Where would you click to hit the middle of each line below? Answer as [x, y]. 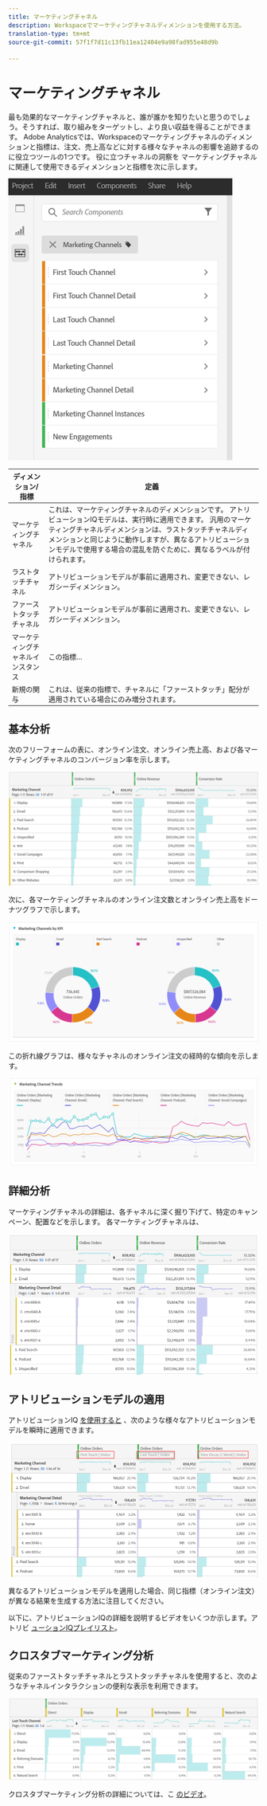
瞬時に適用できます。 [64, 1430]
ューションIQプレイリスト [73, 1628]
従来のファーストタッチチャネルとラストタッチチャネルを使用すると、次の [130, 1676]
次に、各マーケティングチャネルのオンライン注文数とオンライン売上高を [126, 900]
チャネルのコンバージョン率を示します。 [108, 760]
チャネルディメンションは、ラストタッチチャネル [155, 529]
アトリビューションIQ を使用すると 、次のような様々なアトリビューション [128, 1420]
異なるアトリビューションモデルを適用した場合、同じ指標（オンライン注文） [133, 1591]
